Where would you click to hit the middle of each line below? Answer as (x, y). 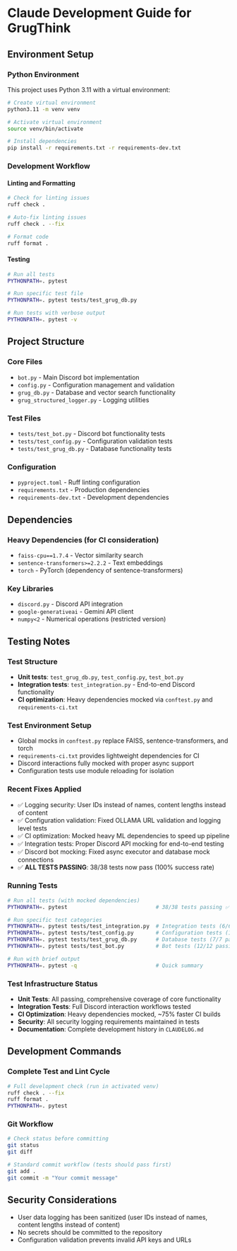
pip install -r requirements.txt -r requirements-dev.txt (94, 148)
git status (23, 1146)
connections (36, 859)
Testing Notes (39, 641)
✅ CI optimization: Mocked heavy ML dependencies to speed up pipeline (123, 835)
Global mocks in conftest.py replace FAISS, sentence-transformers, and (123, 741)
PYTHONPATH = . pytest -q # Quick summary (105, 965)
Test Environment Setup (49, 725)
